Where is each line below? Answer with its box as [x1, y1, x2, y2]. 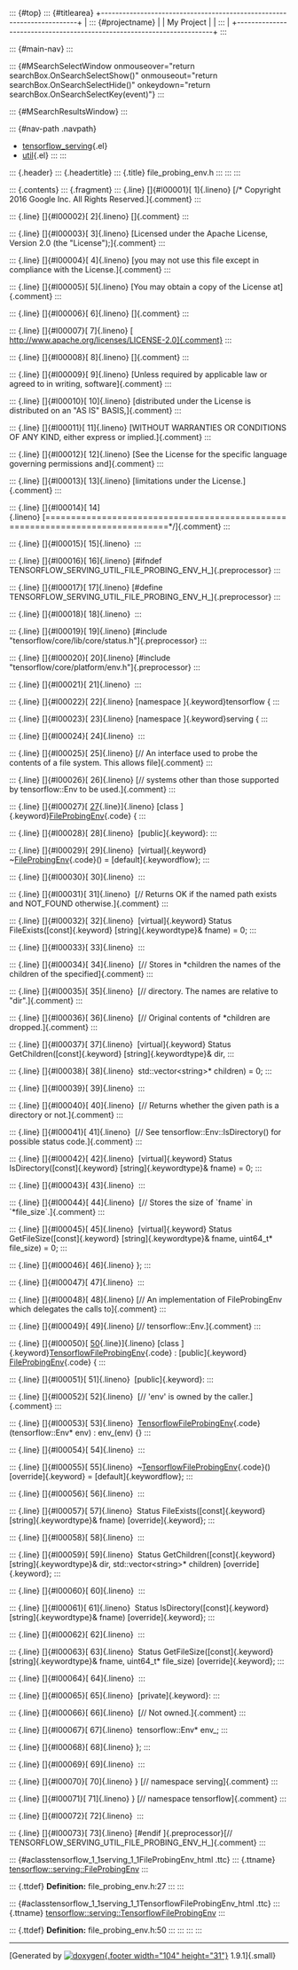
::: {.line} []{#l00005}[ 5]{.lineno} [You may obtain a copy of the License [9, 281, 272, 292]
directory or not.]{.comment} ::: [9, 1109, 124, 1120]
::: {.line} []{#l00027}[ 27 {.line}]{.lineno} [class [9, 801, 179, 811]
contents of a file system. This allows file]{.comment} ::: [9, 758, 213, 768]
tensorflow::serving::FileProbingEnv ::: [9, 1864, 149, 1874]
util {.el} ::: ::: [21, 150, 67, 161]
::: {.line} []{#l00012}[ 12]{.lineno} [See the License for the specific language [9, 449, 288, 460]
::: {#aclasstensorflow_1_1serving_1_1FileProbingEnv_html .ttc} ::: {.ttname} [9, 1855, 276, 1864]
